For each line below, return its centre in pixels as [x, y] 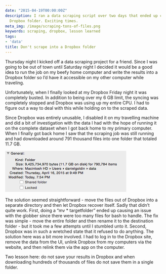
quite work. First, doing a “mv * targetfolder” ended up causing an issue [78, 210]
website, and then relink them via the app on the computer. [65, 247]
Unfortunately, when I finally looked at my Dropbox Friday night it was [76, 92]
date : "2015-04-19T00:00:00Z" [36, 10]
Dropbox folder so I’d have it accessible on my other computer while [75, 77]
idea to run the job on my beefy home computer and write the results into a [82, 72]
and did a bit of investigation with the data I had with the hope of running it [81, 123]
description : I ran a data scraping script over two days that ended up [82, 16]
